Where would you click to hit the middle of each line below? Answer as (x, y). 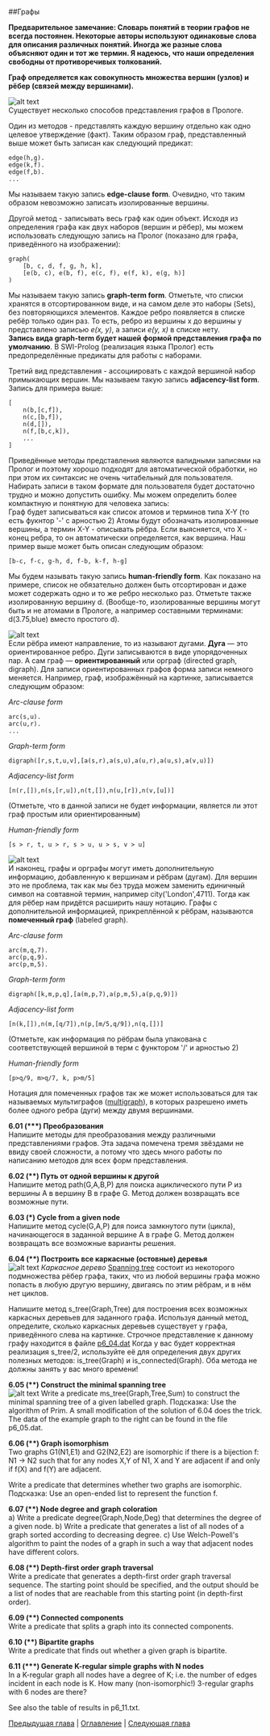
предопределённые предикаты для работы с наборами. (105, 355)
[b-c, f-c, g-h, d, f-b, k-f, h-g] (68, 561)
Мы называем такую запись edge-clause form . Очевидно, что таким (127, 194)
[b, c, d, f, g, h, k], (63, 266)
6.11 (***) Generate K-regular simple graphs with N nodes (106, 1666)
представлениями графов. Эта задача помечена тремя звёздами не (126, 1143)
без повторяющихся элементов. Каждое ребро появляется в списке (127, 312)
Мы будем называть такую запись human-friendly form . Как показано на (135, 576)
